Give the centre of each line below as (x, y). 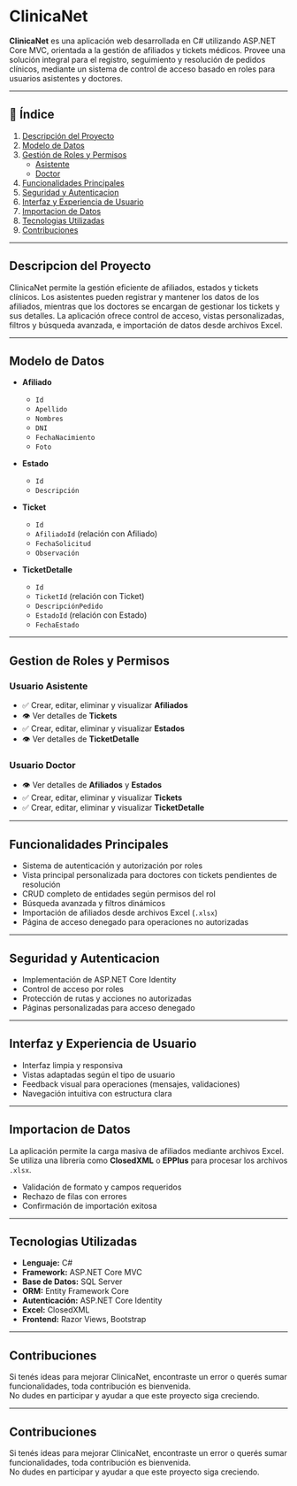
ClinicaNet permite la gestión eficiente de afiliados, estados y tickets (134, 287)
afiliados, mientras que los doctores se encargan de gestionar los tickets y (145, 306)
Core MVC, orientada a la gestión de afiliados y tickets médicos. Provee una (147, 50)
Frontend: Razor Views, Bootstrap (84, 1320)
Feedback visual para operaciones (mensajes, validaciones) (131, 1084)
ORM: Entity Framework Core (76, 1291)
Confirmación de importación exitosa (89, 1205)
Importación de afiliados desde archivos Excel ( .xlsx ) (120, 912)
